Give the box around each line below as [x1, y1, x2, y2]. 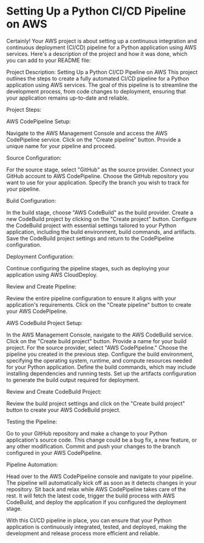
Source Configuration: [6, 154, 62, 162]
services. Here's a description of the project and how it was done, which [6, 50, 188, 57]
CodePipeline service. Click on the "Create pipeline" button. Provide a [6, 135, 181, 143]
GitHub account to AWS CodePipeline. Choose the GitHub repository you [6, 172, 189, 180]
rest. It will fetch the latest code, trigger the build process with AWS [6, 492, 175, 499]
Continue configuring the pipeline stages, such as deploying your [6, 264, 170, 271]
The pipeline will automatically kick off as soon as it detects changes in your [6, 479, 197, 487]
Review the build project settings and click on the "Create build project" [6, 400, 185, 407]
